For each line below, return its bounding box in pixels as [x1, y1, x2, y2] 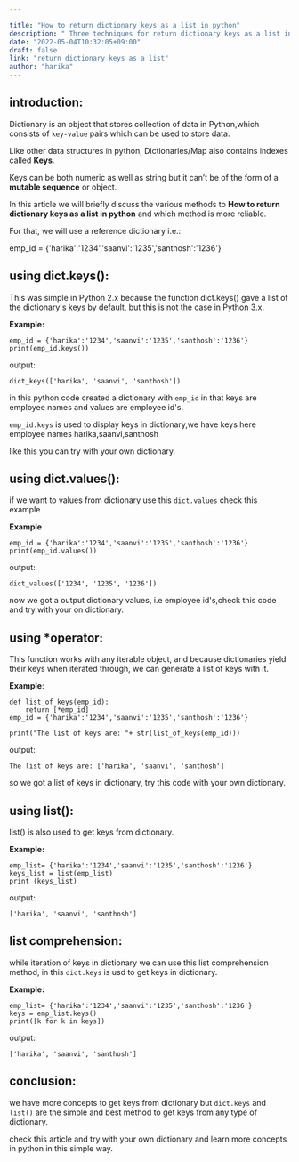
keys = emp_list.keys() [9, 1009, 98, 1018]
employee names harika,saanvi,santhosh [9, 428, 158, 439]
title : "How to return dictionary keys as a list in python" [9, 20, 241, 29]
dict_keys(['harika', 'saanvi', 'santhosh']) [9, 376, 181, 385]
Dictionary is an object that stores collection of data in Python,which [9, 118, 260, 129]
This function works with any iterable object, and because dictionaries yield [9, 654, 287, 665]
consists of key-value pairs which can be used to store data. [9, 128, 230, 139]
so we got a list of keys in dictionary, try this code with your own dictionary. [9, 778, 287, 788]
